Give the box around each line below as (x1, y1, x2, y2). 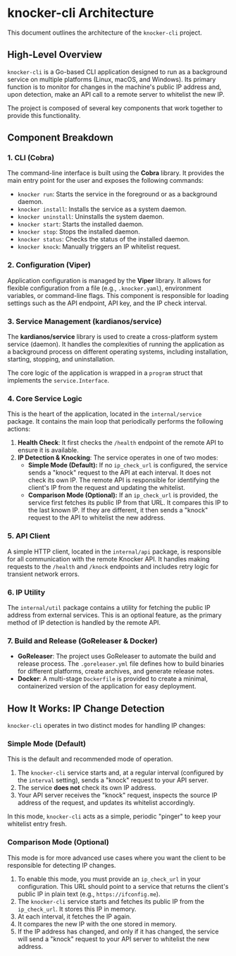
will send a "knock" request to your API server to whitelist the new (17, 934, 210, 943)
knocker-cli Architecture (7, 5, 154, 21)
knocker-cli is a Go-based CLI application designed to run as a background (7, 67, 228, 76)
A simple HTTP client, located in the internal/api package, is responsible (7, 547, 222, 556)
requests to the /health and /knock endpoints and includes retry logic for (7, 562, 219, 570)
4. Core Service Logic (7, 393, 82, 403)
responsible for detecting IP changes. (7, 861, 116, 869)
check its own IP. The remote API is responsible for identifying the (27, 476, 220, 484)
